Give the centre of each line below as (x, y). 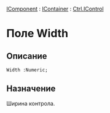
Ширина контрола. (31, 103)
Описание (27, 56)
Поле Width (37, 34)
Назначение (31, 89)
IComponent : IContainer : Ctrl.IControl (55, 9)
